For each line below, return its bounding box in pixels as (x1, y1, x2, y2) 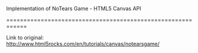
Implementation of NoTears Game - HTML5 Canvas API (6, 5, 142, 12)
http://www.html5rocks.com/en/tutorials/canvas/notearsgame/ (6, 41, 160, 47)
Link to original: (6, 34, 44, 41)
